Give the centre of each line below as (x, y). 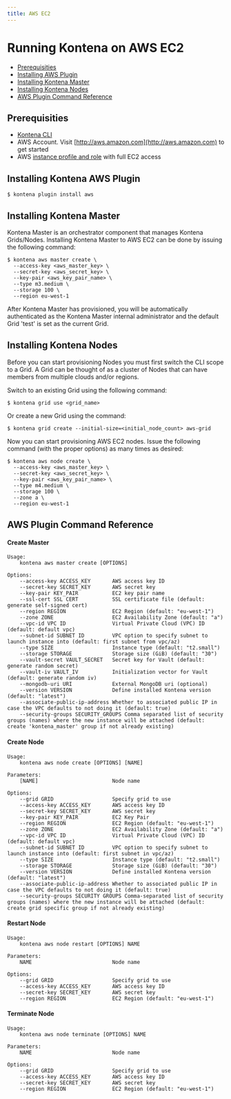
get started (33, 149)
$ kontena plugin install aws (51, 194)
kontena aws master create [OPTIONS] (74, 563)
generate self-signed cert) (48, 606)
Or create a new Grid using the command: (67, 415)
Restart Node (27, 923)
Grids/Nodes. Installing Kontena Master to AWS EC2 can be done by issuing (115, 240)
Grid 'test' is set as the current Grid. (58, 324)
